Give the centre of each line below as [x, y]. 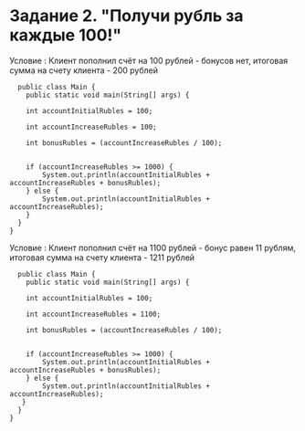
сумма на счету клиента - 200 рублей [84, 70]
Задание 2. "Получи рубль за [126, 16]
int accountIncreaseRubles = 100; [91, 127]
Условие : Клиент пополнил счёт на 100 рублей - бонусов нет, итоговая [149, 60]
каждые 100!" [65, 35]
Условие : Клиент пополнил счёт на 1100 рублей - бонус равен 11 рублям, [153, 247]
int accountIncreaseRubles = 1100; [94, 314]
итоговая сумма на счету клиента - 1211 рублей [102, 258]
